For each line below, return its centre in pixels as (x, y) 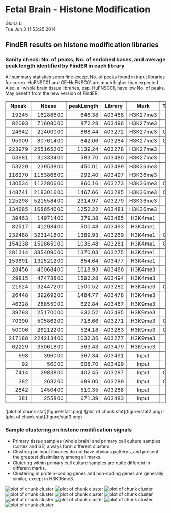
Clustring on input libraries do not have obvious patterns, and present (85, 451)
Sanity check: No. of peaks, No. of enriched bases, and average (85, 60)
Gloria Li (14, 23)
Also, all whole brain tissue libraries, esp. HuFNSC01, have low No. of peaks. (85, 88)
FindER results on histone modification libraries (82, 45)
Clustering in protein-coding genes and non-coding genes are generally (88, 473)
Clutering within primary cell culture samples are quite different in (81, 463)
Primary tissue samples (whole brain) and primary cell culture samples (87, 441)
